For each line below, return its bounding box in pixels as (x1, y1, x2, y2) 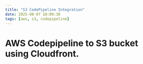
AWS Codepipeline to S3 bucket (5, 37, 139, 49)
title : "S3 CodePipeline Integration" (5, 7, 85, 12)
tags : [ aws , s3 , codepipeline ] (5, 16, 70, 21)
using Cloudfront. (5, 48, 79, 59)
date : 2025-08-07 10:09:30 (5, 12, 61, 17)
